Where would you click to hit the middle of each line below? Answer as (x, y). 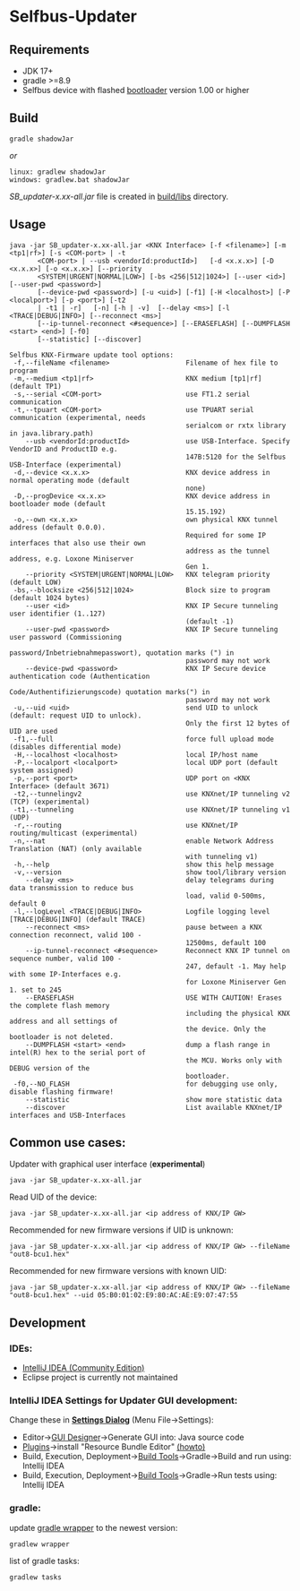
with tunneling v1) (222, 856)
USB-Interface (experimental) (66, 464)
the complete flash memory (60, 1005)
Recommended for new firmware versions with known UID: (118, 1271)
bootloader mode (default (57, 503)
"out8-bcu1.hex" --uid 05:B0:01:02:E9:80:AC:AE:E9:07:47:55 (124, 1295)
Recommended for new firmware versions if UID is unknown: (121, 1230)
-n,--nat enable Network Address (144, 841)
